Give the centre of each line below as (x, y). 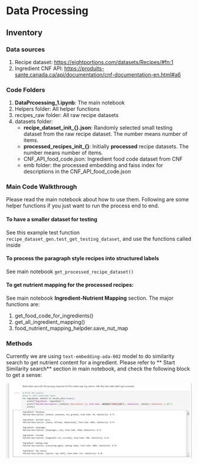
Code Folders (26, 90)
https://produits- (84, 68)
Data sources (26, 49)
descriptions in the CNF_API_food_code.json (77, 171)
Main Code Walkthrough (42, 187)
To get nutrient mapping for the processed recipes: (70, 285)
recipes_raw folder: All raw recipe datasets (67, 115)
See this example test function (43, 232)
